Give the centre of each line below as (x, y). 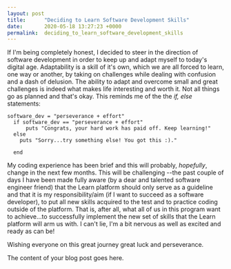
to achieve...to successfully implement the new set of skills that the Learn (111, 217)
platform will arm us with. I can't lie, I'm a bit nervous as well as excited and (114, 224)
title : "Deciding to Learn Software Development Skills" (98, 20)
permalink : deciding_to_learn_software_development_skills (96, 33)
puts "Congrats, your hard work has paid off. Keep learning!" (118, 128)
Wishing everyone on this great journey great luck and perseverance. (106, 245)
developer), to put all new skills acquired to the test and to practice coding (113, 202)
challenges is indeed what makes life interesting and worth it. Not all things (113, 89)
